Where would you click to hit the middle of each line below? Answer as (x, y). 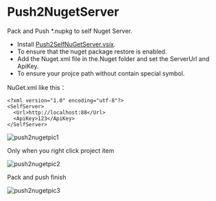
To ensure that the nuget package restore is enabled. (92, 51)
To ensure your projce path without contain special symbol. (101, 73)
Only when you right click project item (61, 150)
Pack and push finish (37, 177)
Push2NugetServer (63, 12)
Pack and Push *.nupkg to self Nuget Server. (70, 31)
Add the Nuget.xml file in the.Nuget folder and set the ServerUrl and (113, 58)
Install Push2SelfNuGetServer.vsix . (66, 44)
